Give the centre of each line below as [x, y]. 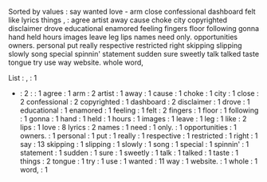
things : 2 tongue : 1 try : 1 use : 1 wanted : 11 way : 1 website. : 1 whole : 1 [138, 161]
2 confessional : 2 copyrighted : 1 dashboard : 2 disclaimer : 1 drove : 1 [135, 102]
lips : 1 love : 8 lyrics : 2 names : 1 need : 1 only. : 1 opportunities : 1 [128, 127]
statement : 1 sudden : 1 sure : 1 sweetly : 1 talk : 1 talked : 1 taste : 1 [129, 152]
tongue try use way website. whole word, [76, 62]
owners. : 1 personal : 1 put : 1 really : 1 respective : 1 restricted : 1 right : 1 [139, 136]
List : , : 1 [23, 78]
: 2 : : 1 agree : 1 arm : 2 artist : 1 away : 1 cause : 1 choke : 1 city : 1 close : [139, 93]
